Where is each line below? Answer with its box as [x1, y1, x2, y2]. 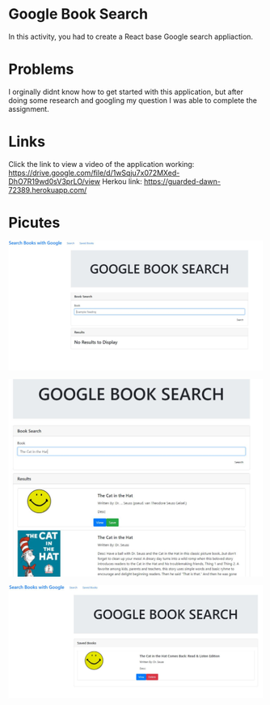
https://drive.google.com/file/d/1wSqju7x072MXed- [8, 168, 180, 177]
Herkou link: [102, 176, 143, 186]
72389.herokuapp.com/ [8, 185, 87, 194]
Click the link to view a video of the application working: [8, 159, 195, 169]
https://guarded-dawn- [144, 176, 221, 186]
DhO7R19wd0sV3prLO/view [8, 176, 101, 186]
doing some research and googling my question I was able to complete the [8, 95, 257, 105]
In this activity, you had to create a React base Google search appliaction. [8, 32, 253, 41]
